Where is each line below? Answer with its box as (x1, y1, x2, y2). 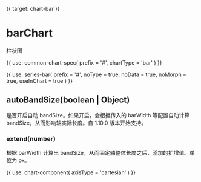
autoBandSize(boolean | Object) (6, 95, 130, 105)
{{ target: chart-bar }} (6, 5, 60, 12)
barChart (6, 27, 53, 40)
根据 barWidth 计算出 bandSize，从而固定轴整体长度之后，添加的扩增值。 (6, 149, 189, 157)
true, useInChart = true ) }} (6, 77, 73, 84)
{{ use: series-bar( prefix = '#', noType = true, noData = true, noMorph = (6, 71, 186, 78)
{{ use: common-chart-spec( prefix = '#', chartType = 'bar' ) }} (6, 59, 162, 66)
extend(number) (6, 134, 56, 143)
